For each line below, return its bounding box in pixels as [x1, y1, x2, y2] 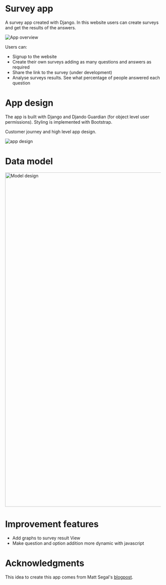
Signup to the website [12, 53, 57, 60]
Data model [5, 156, 53, 167]
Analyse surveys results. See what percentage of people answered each [12, 74, 161, 80]
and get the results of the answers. [5, 24, 77, 30]
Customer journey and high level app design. [5, 129, 96, 135]
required [12, 64, 30, 70]
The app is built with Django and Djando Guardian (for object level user [5, 114, 150, 120]
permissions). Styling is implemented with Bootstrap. [5, 119, 113, 125]
